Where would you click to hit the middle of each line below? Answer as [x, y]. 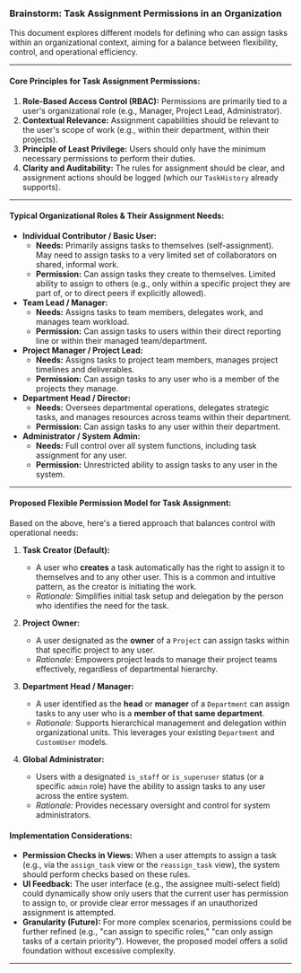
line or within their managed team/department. [121, 340]
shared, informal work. [77, 264]
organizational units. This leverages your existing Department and [155, 732]
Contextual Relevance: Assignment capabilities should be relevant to [150, 120]
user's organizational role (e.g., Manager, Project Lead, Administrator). [152, 110]
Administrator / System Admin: [81, 436]
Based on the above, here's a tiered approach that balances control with [142, 522]
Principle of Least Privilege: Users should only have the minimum [144, 149]
